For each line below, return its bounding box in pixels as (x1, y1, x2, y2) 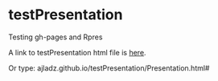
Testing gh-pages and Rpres (8, 32, 103, 42)
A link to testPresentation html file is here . (8, 47, 146, 57)
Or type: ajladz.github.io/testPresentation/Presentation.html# (8, 63, 210, 73)
